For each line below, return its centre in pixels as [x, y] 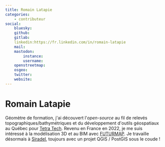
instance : [33, 56]
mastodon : [24, 51]
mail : [20, 47]
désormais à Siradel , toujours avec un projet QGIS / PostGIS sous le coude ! [83, 139]
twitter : [23, 75]
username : [33, 61]
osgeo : [21, 70]
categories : [17, 14]
